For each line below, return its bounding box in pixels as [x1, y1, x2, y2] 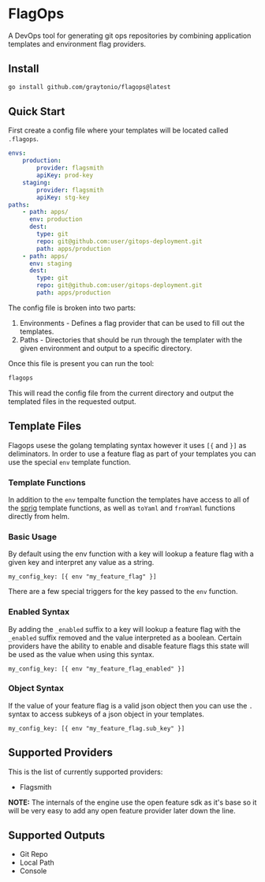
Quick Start [8, 105, 65, 118]
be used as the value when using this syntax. [8, 649, 155, 659]
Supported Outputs [8, 829, 105, 843]
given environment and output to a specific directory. [19, 343, 192, 353]
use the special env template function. [8, 457, 132, 466]
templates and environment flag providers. [8, 39, 147, 48]
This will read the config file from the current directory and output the [8, 388, 234, 398]
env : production [28, 215, 83, 223]
